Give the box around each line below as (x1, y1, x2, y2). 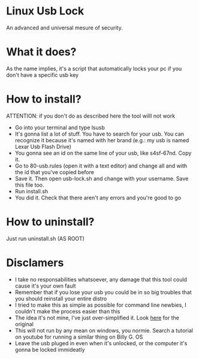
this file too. (14, 181, 44, 189)
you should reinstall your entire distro (14, 295, 107, 302)
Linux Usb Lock (6, 4, 85, 18)
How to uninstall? (6, 215, 95, 229)
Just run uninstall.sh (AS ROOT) (6, 235, 85, 242)
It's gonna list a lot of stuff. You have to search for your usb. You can (14, 130, 185, 137)
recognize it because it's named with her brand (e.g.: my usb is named (14, 136, 189, 143)
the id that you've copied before (14, 168, 95, 175)
